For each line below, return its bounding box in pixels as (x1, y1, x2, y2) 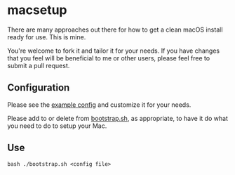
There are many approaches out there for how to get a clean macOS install (7, 25, 223, 34)
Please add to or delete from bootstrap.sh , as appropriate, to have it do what (7, 114, 228, 122)
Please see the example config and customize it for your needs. (7, 101, 192, 109)
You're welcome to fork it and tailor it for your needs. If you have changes (7, 46, 220, 55)
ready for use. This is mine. (7, 32, 86, 41)
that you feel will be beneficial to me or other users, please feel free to (7, 53, 210, 62)
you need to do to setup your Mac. (7, 122, 107, 130)
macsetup (7, 2, 67, 18)
